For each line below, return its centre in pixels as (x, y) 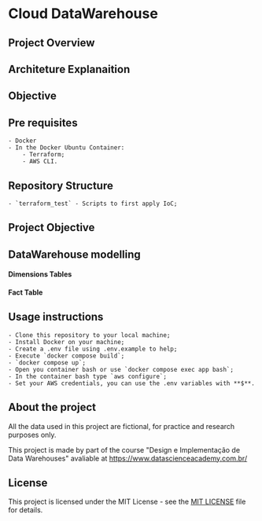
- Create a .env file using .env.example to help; (93, 349)
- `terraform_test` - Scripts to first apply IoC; (93, 204)
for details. (26, 510)
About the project (52, 407)
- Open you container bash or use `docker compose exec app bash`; (121, 369)
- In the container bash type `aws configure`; (88, 376)
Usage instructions (56, 317)
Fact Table (26, 292)
